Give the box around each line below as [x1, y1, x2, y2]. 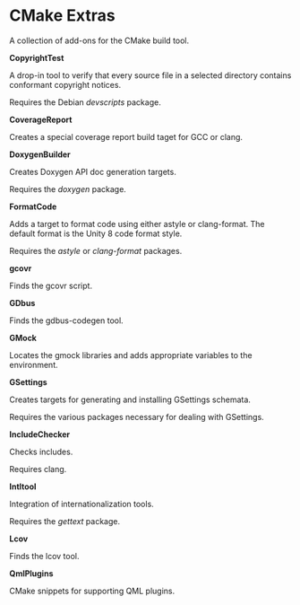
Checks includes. [9, 446, 73, 457]
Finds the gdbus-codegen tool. [9, 315, 124, 326]
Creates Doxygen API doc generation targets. [9, 166, 176, 177]
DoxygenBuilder [9, 149, 72, 160]
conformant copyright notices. [9, 79, 122, 90]
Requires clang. [9, 463, 67, 474]
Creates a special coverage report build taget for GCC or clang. [9, 131, 244, 142]
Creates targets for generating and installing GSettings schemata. [9, 394, 251, 405]
